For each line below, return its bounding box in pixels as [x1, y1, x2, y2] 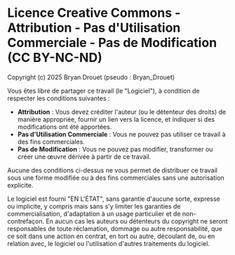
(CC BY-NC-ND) [7, 50, 103, 66]
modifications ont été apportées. [17, 122, 112, 131]
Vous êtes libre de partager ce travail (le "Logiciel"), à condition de [7, 86, 200, 95]
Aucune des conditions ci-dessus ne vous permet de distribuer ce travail [7, 166, 217, 174]
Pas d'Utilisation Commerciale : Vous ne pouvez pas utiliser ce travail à [17, 130, 226, 138]
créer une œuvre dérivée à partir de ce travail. [17, 152, 152, 161]
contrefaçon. [7, 216, 44, 225]
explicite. [7, 181, 34, 189]
